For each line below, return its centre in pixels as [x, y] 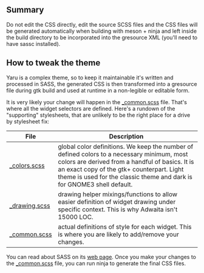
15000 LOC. [75, 217]
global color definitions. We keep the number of [125, 146]
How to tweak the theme [53, 63]
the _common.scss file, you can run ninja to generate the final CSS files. [96, 263]
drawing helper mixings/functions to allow [117, 194]
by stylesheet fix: [28, 121]
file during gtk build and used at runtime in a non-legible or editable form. [98, 90]
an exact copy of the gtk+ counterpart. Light [121, 169]
